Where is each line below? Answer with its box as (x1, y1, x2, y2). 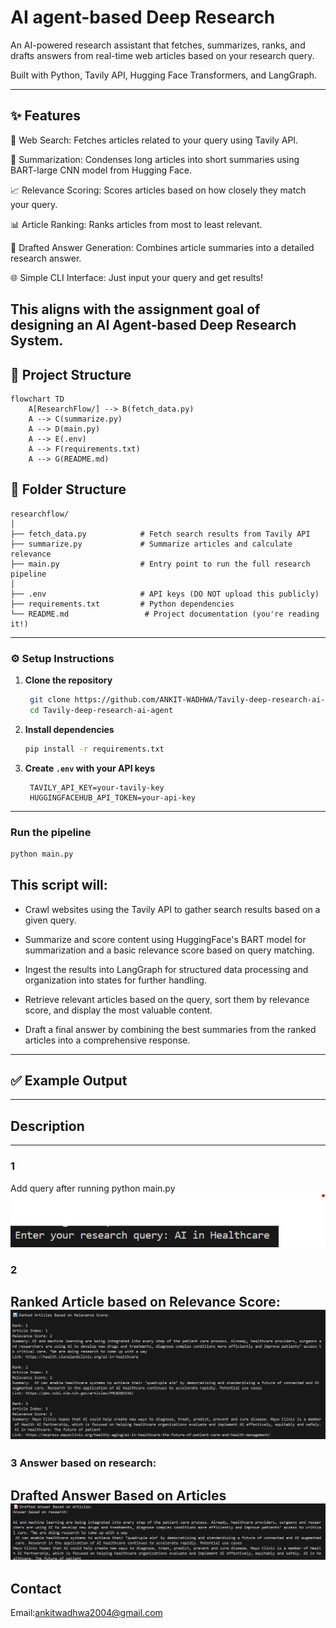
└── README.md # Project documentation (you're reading (10, 609, 320, 619)
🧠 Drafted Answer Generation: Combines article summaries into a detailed (10, 241, 315, 253)
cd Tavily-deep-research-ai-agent (29, 705, 174, 715)
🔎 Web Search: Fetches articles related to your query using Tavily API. (10, 134, 299, 146)
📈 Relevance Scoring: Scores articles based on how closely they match (10, 184, 307, 196)
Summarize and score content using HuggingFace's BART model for (24, 933, 307, 945)
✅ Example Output (10, 1072, 128, 1090)
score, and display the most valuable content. (24, 1004, 213, 1016)
